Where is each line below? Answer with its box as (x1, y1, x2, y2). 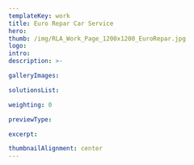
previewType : (8, 115, 53, 124)
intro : (8, 49, 31, 57)
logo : (8, 42, 27, 50)
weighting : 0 (8, 100, 53, 109)
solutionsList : (8, 86, 60, 94)
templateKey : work (8, 11, 70, 20)
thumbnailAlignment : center (8, 145, 103, 153)
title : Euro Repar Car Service (8, 19, 114, 27)
